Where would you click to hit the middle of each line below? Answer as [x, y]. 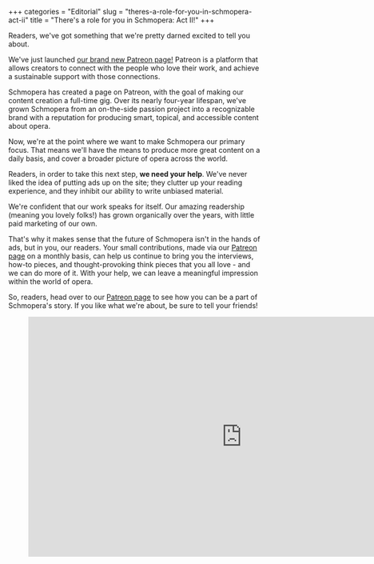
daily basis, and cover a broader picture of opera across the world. [118, 158]
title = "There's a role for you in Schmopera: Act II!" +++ [122, 20]
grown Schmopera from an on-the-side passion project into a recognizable [132, 109]
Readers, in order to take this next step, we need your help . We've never [128, 174]
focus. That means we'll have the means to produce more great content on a [134, 150]
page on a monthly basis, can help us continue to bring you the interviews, [131, 256]
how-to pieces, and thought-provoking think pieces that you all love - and [129, 264]
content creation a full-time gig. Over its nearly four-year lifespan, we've [127, 100]
